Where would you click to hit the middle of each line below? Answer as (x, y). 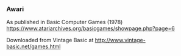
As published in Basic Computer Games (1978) (65, 22)
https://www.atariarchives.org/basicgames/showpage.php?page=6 (90, 28)
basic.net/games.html (34, 46)
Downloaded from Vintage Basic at (50, 40)
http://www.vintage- (120, 40)
